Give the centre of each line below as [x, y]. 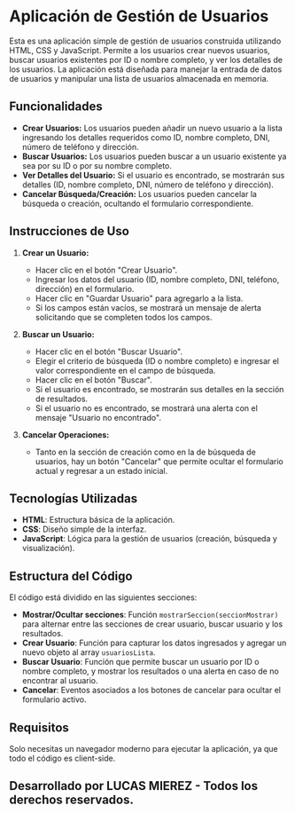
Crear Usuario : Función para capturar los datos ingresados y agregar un [154, 643]
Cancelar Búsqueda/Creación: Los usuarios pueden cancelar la [139, 193]
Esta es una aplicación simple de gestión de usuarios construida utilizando [145, 41]
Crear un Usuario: [55, 253]
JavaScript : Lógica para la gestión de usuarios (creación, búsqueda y [149, 539]
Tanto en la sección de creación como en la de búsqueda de [146, 452]
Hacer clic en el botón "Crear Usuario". [106, 270]
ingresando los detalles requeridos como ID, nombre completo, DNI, [146, 137]
